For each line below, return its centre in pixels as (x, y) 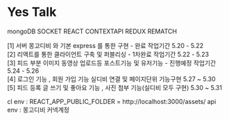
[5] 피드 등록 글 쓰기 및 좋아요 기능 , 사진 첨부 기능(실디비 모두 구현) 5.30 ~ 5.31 (114, 87)
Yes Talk (32, 12)
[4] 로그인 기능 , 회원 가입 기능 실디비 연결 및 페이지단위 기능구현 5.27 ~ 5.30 (112, 79)
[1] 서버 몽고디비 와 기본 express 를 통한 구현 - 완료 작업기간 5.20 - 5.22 (105, 45)
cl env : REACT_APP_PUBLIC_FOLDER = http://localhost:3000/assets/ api (112, 101)
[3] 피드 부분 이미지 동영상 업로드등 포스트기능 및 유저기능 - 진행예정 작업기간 (112, 62)
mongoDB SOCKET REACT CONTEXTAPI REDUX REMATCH (92, 31)
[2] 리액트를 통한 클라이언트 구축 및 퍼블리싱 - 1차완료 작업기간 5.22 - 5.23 (108, 54)
